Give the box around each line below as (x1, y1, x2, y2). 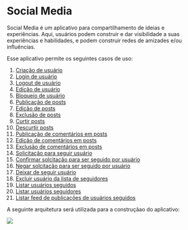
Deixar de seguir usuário (15, 168, 77, 175)
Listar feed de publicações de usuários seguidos (15, 194, 136, 201)
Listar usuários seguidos (15, 181, 77, 189)
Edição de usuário (15, 85, 60, 92)
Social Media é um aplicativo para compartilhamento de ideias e (7, 24, 165, 31)
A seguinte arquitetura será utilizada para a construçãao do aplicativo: (7, 205, 180, 213)
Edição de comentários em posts (15, 136, 97, 144)
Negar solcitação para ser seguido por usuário (15, 162, 131, 169)
